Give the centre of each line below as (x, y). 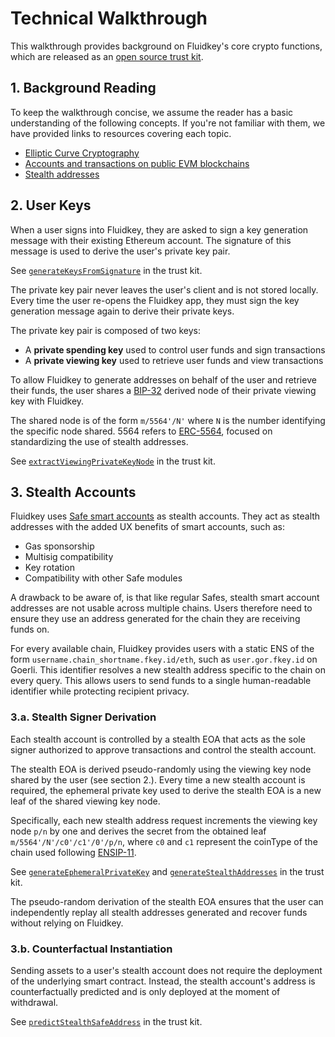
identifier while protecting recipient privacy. (100, 691)
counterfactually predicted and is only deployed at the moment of (145, 991)
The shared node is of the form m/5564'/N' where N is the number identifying (168, 420)
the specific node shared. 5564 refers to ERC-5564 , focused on (141, 431)
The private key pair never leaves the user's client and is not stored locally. (164, 289)
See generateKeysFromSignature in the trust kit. (106, 270)
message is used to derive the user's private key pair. (120, 251)
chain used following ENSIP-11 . (73, 852)
